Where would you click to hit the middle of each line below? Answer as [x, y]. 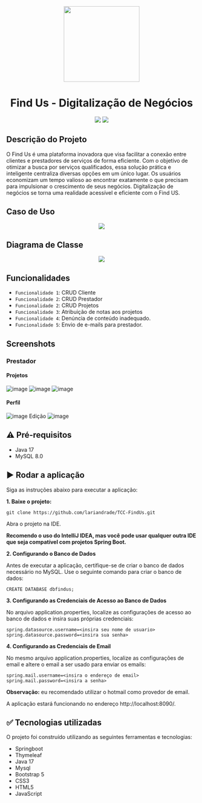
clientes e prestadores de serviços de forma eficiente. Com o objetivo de [97, 160]
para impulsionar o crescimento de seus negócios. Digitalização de [90, 186]
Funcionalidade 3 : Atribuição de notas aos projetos [79, 312]
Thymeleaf [28, 755]
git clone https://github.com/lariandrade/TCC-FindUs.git [81, 512]
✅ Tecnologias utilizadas [54, 722]
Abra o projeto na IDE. [34, 524]
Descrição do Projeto [47, 139]
